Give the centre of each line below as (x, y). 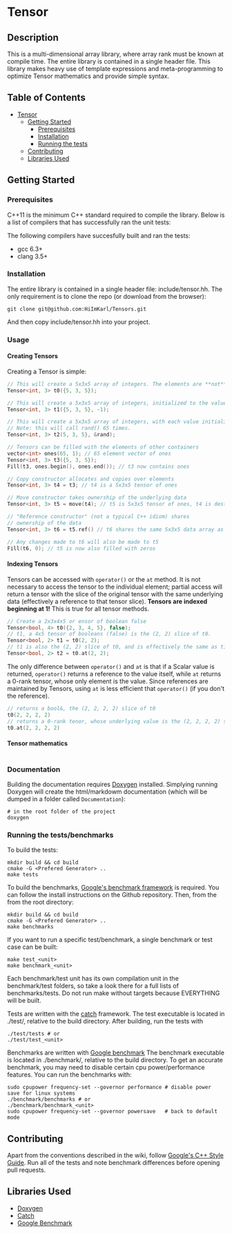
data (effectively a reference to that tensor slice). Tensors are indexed (107, 601)
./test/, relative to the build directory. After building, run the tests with (105, 1021)
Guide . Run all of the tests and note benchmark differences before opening (114, 1162)
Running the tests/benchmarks (60, 834)
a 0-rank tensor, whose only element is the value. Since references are (108, 681)
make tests (23, 875)
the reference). (28, 696)
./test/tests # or (33, 1034)
